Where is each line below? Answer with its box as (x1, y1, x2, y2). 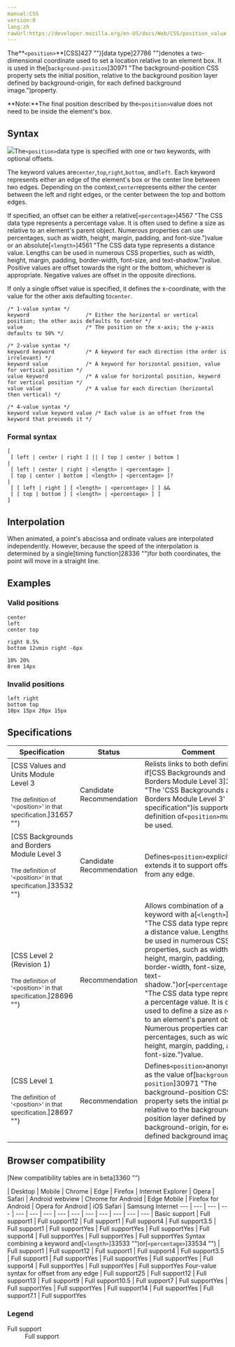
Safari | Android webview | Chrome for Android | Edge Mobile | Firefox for (7, 1194, 219, 1203)
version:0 (7, 17, 36, 24)
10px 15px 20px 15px (7, 707, 68, 714)
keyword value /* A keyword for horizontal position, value (7, 361, 220, 368)
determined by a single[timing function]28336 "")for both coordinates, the (7, 549, 221, 558)
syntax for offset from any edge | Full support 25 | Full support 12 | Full (7, 1269, 207, 1277)
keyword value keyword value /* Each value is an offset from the (7, 410, 205, 417)
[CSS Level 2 (10, 951, 54, 960)
